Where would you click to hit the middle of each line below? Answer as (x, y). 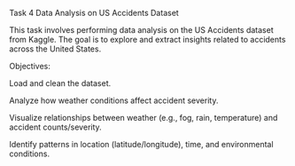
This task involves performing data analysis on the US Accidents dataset (141, 30)
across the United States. (55, 49)
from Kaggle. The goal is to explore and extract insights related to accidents (147, 40)
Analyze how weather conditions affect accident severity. (114, 100)
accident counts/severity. (55, 127)
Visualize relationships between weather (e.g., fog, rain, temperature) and (144, 118)
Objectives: (30, 66)
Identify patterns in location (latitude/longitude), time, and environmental (141, 144)
